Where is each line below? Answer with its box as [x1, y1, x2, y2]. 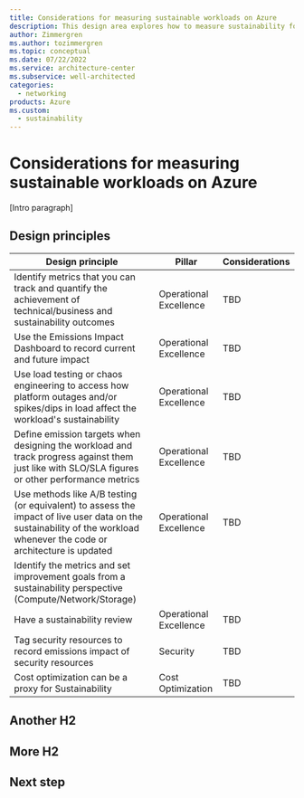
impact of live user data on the [14, 510, 143, 523]
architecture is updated [14, 544, 113, 556]
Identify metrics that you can [14, 271, 136, 283]
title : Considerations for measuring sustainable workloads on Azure [9, 13, 278, 23]
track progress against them [14, 450, 134, 462]
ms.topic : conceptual [9, 47, 91, 56]
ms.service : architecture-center [9, 64, 136, 73]
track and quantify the [14, 281, 109, 294]
